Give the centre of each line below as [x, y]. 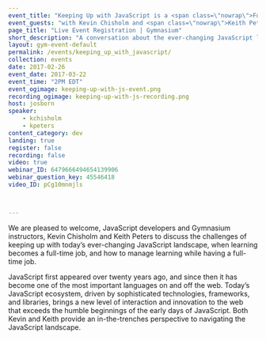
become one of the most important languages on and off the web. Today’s [129, 285]
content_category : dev [46, 133]
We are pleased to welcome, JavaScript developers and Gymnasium [120, 228]
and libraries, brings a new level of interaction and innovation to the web [126, 302]
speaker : [23, 111]
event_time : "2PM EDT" [46, 81]
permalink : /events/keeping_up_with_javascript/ [90, 52]
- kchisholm [42, 119]
